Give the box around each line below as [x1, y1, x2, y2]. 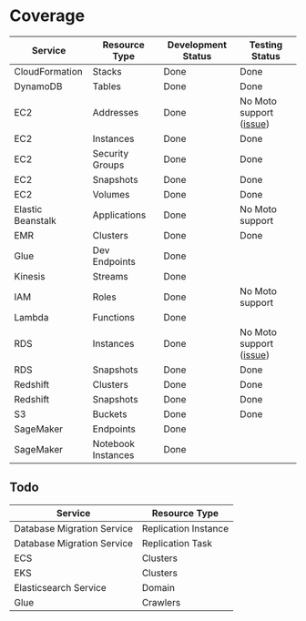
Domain [141, 581, 176, 594]
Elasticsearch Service [14, 581, 107, 594]
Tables [92, 79, 121, 92]
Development [167, 38, 228, 51]
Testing [249, 38, 283, 51]
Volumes [92, 188, 130, 200]
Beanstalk [14, 214, 56, 227]
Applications [92, 209, 147, 221]
